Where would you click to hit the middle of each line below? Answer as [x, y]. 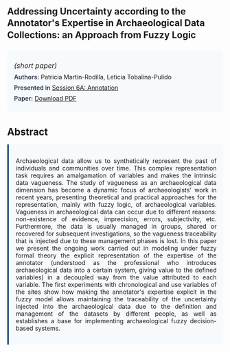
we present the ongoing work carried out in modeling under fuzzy [116, 248]
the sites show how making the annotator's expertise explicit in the [116, 292]
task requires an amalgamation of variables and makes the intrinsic [116, 175]
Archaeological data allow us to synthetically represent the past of [116, 161]
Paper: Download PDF [45, 98]
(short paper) [35, 65]
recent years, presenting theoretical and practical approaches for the [116, 197]
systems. [47, 328]
